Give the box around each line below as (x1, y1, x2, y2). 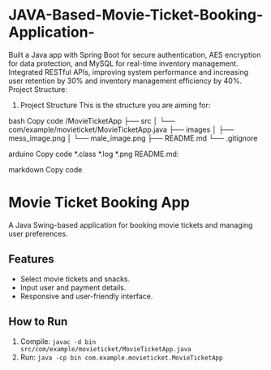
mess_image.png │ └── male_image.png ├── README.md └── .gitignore (8, 133, 258, 143)
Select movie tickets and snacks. (19, 274, 131, 284)
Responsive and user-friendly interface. (19, 291, 153, 301)
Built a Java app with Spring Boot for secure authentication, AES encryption (8, 50, 261, 59)
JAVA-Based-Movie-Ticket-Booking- (8, 6, 264, 24)
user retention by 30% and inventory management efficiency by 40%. (8, 76, 242, 85)
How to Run (8, 315, 68, 329)
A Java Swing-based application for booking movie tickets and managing (8, 220, 253, 229)
